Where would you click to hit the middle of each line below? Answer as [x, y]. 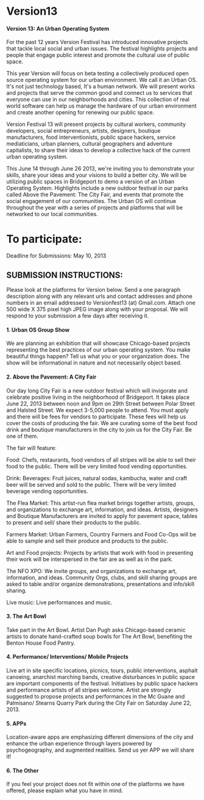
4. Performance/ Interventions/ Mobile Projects [68, 657]
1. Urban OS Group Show [38, 330]
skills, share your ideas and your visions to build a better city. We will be [97, 175]
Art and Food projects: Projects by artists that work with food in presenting [100, 552]
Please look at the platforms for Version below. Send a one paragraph [93, 290]
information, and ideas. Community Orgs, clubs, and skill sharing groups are [102, 577]
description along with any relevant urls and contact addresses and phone [100, 296]
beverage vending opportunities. [47, 491]
